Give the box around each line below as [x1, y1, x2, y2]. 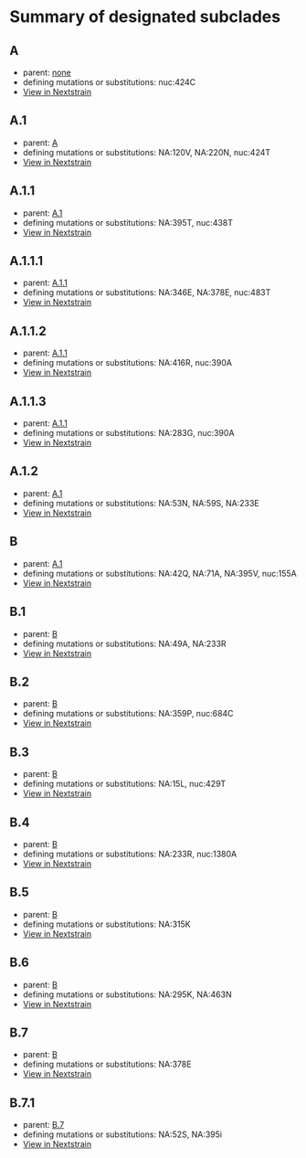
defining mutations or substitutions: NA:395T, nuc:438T [22, 217, 234, 228]
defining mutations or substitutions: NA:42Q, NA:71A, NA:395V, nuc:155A [22, 568, 297, 579]
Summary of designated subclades [9, 6, 281, 27]
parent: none [22, 67, 71, 78]
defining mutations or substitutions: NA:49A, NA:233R [22, 638, 227, 649]
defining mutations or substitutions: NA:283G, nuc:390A [22, 428, 235, 439]
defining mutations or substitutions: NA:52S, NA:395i [22, 1129, 222, 1140]
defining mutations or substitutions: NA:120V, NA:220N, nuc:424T [22, 146, 271, 157]
